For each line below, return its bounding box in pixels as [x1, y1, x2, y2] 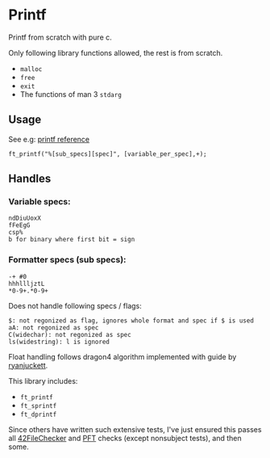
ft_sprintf [19, 401, 57, 410]
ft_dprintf [19, 410, 57, 418]
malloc [19, 65, 43, 74]
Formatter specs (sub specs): [8, 254, 127, 266]
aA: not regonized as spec [8, 323, 99, 332]
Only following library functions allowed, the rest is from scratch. [8, 48, 223, 57]
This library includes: [8, 376, 78, 385]
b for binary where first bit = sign [8, 236, 135, 244]
